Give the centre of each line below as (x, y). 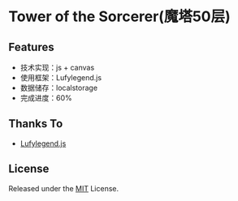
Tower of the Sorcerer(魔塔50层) (120, 17)
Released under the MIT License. (64, 188)
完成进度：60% (46, 98)
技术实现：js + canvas (57, 67)
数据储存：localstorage (59, 88)
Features (31, 47)
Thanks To (36, 124)
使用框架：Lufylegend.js (61, 77)
